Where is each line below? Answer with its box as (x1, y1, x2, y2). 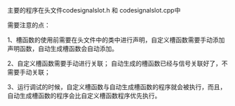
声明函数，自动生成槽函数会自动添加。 (7, 45, 118, 52)
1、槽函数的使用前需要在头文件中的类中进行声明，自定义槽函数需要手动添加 (7, 36, 225, 44)
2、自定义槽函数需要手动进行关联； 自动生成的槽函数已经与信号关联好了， (7, 59, 222, 68)
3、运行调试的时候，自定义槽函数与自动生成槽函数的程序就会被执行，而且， (7, 83, 227, 91)
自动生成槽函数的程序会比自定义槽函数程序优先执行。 (7, 91, 161, 100)
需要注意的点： (7, 21, 51, 29)
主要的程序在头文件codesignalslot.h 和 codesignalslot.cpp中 (7, 6, 181, 14)
